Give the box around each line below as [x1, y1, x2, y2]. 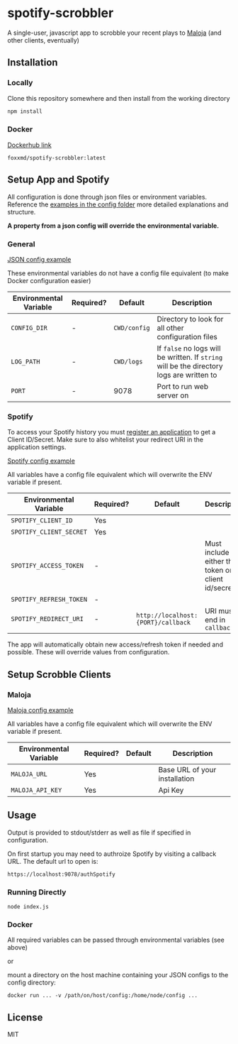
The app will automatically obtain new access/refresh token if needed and [7, 640, 223, 649]
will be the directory [157, 361, 223, 370]
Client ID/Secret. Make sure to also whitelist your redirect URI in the [7, 435, 204, 444]
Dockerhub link [7, 141, 52, 149]
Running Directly [7, 887, 67, 897]
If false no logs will [157, 343, 221, 353]
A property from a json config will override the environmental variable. [7, 221, 220, 230]
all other [157, 323, 184, 333]
